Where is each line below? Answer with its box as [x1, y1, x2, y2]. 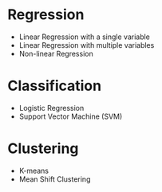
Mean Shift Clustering [18, 174, 91, 184]
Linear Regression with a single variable [18, 32, 151, 41]
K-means [18, 166, 49, 175]
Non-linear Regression [18, 49, 93, 58]
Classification [7, 77, 101, 95]
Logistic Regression [18, 103, 85, 112]
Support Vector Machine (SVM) [18, 112, 123, 121]
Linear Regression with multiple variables [18, 40, 155, 49]
